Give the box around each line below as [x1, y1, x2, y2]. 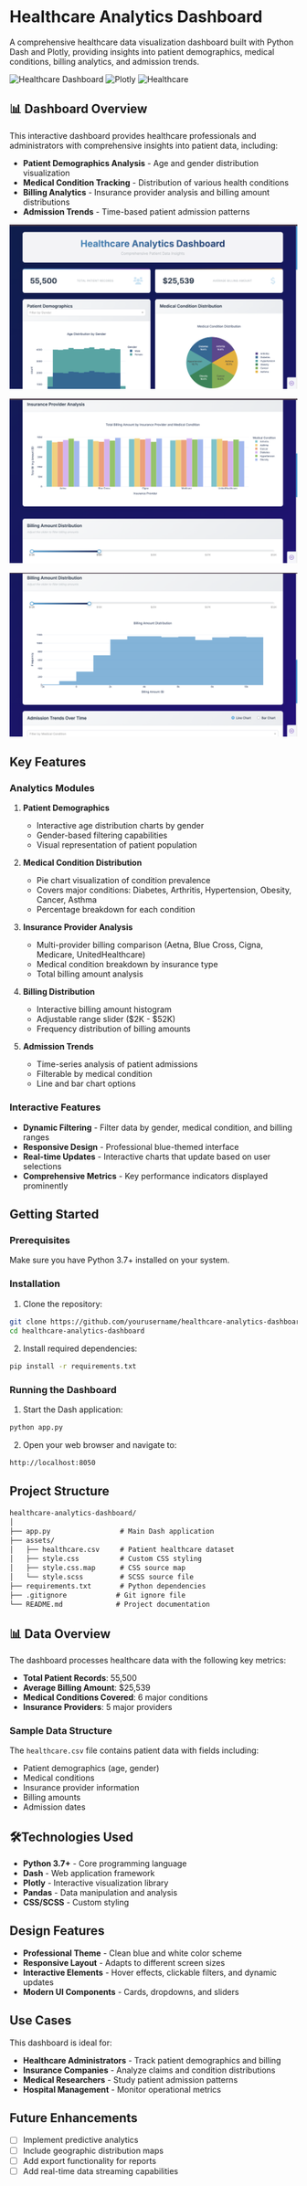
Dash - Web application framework [22, 1868, 155, 1879]
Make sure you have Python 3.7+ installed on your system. [9, 1254, 230, 1266]
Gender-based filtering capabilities [36, 829, 168, 841]
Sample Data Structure [9, 1724, 112, 1737]
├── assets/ [9, 1537, 55, 1546]
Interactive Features [9, 1101, 101, 1114]
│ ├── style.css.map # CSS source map [9, 1564, 185, 1573]
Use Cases [9, 2012, 72, 2029]
